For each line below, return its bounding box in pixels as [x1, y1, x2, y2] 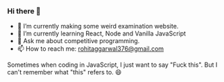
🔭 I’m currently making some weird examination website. [17, 22, 179, 31]
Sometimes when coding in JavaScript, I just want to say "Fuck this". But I [7, 60, 218, 69]
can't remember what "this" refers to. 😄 [7, 68, 122, 76]
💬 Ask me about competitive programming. [17, 37, 140, 45]
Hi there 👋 [7, 6, 42, 16]
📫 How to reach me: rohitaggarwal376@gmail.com [17, 44, 164, 53]
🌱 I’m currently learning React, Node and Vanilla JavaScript [17, 29, 186, 38]
